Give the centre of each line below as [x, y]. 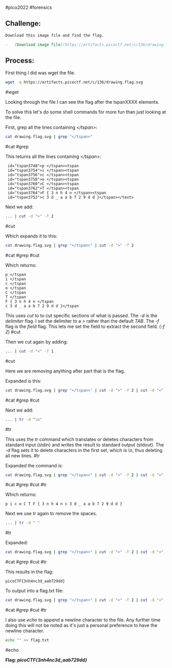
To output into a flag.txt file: [35, 591]
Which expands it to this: [31, 236]
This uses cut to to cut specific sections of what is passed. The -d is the [81, 316]
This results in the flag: [29, 572]
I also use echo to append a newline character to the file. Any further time [83, 620]
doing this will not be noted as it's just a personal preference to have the [81, 625]
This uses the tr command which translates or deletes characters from [79, 439]
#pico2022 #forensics [29, 7]
